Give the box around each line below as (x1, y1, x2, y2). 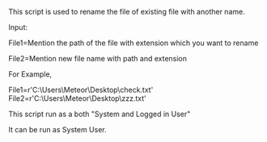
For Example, (8, 69, 53, 79)
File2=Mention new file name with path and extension (8, 54, 188, 63)
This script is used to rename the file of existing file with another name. (8, 7, 245, 16)
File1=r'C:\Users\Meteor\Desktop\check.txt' (8, 85, 154, 94)
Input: (8, 23, 28, 31)
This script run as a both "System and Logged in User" (8, 109, 191, 119)
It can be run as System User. (8, 125, 107, 134)
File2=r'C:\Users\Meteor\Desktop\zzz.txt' (8, 94, 147, 103)
